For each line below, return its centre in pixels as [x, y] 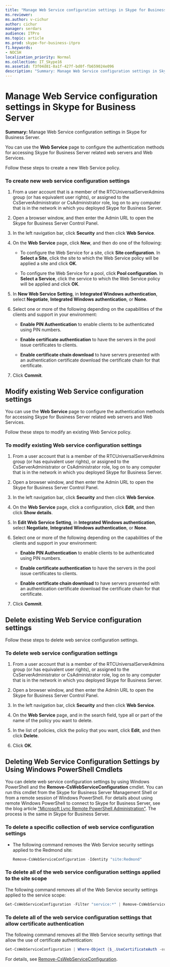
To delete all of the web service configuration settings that [78, 917]
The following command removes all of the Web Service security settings [81, 889]
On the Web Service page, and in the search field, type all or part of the [88, 715]
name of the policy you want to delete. [53, 721]
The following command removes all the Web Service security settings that [83, 935]
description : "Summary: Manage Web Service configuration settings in [81, 71]
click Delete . [26, 736]
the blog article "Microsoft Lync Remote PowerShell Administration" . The [81, 809]
